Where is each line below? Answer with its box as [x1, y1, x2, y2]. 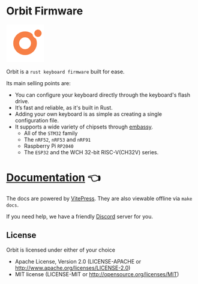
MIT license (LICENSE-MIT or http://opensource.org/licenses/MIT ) [14, 270, 179, 277]
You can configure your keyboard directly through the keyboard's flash [14, 91, 191, 98]
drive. [14, 97, 29, 104]
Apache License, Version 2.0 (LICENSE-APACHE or [14, 258, 142, 265]
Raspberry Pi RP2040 [23, 142, 74, 150]
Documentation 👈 [6, 171, 101, 184]
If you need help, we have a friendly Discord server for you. [6, 213, 154, 220]
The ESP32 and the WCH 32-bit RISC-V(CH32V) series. [23, 148, 159, 156]
